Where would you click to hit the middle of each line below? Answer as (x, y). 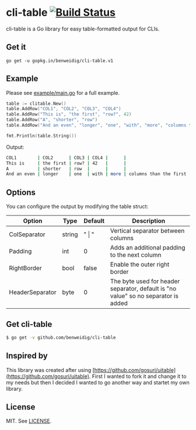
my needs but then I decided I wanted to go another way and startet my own (98, 382)
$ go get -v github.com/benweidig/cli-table (61, 337)
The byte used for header (145, 281)
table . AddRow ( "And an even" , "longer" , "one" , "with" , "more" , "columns (96, 125)
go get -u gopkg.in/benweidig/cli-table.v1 (60, 61)
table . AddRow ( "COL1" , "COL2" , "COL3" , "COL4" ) (64, 109)
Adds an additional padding (148, 248)
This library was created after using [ (50, 370)
